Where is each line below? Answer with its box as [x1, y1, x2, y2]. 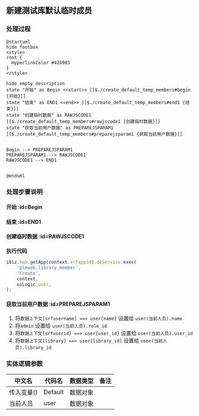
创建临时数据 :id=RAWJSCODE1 [6, 233, 84, 240]
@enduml [6, 173, 26, 179]
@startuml [6, 39, 31, 45]
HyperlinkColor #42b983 [11, 60, 70, 65]
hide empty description [6, 80, 65, 86]
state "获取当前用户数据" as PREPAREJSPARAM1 [6, 124, 114, 131]
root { [6, 54, 23, 61]
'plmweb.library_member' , [17, 264, 81, 271]
